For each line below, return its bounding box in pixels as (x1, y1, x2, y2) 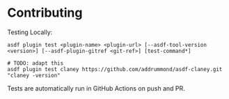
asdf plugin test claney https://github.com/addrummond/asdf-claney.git (7, 66, 223, 73)
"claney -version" (7, 72, 61, 79)
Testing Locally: (7, 28, 53, 36)
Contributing (7, 5, 83, 21)
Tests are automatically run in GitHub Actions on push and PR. (7, 84, 186, 92)
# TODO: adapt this (7, 59, 64, 67)
